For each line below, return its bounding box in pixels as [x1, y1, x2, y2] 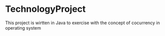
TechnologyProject [5, 3, 86, 15]
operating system [5, 25, 41, 31]
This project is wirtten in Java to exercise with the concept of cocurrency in [5, 20, 161, 26]
